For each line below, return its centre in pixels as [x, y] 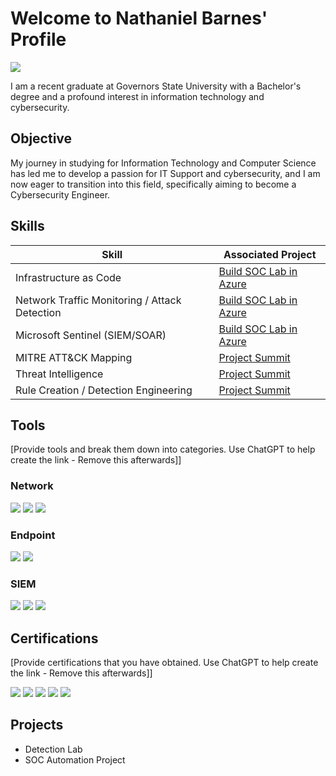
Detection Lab [53, 749]
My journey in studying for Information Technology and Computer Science [163, 163]
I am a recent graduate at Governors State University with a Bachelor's [156, 86]
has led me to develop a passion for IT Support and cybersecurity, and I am [165, 173]
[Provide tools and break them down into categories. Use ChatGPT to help [163, 449]
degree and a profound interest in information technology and [137, 96]
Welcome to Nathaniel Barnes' [139, 18]
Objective [41, 138]
